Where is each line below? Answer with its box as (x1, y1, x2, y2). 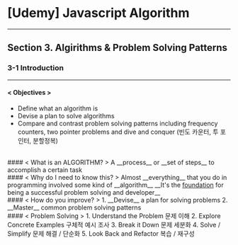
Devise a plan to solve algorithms (17, 111, 115, 120)
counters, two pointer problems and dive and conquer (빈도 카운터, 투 (17, 127, 219, 136)
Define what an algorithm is (17, 104, 98, 113)
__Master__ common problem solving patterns (7, 203, 142, 212)
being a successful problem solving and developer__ (7, 188, 161, 196)
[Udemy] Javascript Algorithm (7, 5, 190, 21)
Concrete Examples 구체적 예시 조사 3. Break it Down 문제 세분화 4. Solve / (7, 220, 221, 229)
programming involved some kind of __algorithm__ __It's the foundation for (7, 181, 225, 189)
